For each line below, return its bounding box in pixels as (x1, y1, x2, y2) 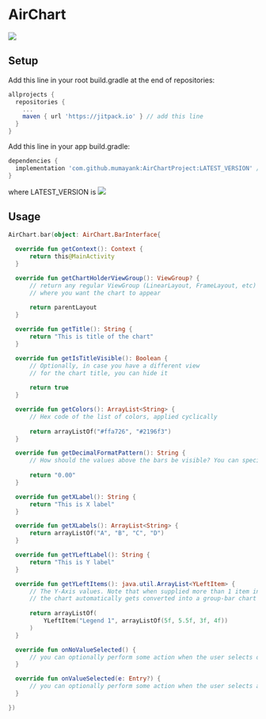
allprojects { (8, 90, 55, 98)
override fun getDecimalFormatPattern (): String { (15, 449, 186, 457)
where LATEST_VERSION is (8, 187, 97, 196)
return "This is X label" (28, 500, 115, 508)
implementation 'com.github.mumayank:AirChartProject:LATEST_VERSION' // (15, 164, 264, 172)
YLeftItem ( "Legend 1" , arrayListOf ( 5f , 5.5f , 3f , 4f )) (43, 617, 229, 625)
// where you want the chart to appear (28, 289, 161, 297)
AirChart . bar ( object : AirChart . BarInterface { (8, 231, 161, 239)
